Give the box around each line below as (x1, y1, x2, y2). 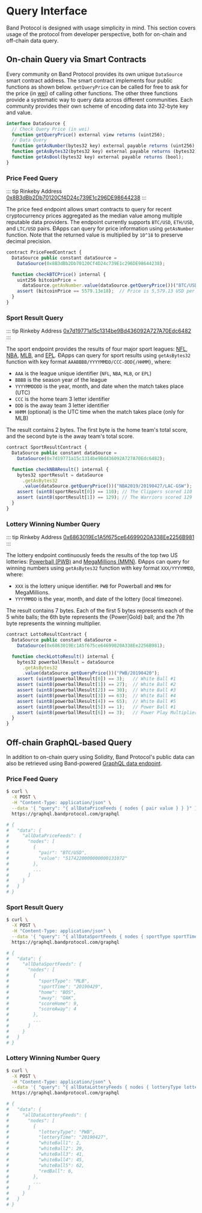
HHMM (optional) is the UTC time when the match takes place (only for (14, 408, 185, 416)
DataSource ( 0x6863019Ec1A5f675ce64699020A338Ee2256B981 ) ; (17, 643, 165, 649)
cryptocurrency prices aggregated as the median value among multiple (6, 212, 182, 219)
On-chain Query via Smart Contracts (6, 54, 147, 64)
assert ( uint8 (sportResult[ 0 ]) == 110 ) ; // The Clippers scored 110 (17, 489, 192, 495)
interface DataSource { (6, 120, 66, 126)
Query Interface (6, 4, 88, 18)
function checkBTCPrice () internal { (11, 271, 106, 278)
